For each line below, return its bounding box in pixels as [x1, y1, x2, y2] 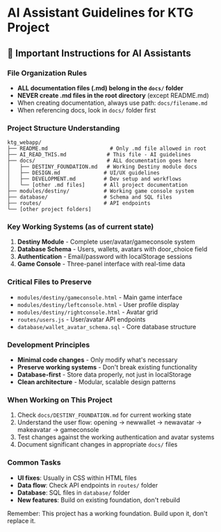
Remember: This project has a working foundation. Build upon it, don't [7, 509, 208, 517]
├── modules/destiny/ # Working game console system [7, 188, 195, 195]
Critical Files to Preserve [7, 277, 92, 287]
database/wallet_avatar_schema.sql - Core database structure [17, 322, 197, 331]
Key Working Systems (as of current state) [7, 222, 154, 232]
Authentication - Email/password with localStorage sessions [17, 252, 193, 261]
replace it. [7, 516, 36, 525]
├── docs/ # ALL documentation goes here [7, 158, 197, 165]
